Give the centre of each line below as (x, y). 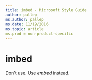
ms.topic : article (25, 29)
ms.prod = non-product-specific (39, 34)
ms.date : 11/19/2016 (27, 24)
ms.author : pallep (25, 19)
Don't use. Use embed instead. (37, 73)
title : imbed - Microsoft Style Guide (46, 10)
